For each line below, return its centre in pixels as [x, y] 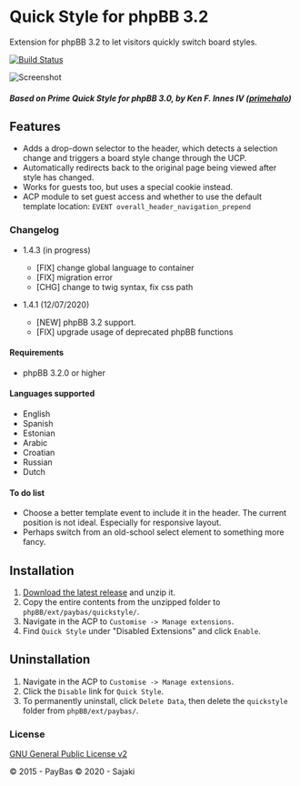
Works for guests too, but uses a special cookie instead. [128, 187]
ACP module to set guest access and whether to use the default [142, 196]
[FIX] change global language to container [115, 267]
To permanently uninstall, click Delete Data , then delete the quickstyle [155, 700]
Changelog [34, 230]
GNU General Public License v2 [68, 754]
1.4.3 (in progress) [56, 250]
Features [35, 126]
